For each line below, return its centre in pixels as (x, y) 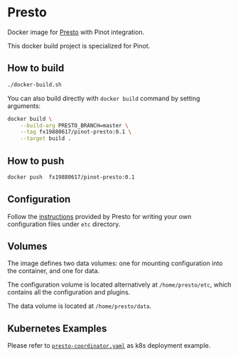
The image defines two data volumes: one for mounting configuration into (115, 263)
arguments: (24, 106)
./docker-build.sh (34, 85)
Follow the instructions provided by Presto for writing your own (99, 216)
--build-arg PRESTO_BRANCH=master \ (75, 125)
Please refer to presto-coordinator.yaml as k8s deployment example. (109, 346)
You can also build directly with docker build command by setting (104, 98)
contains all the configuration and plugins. (69, 292)
